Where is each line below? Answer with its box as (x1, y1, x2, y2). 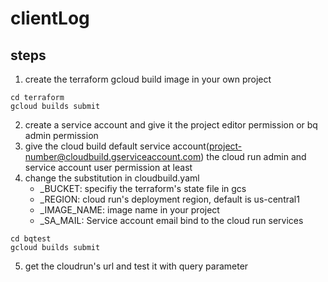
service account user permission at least (24, 162, 193, 173)
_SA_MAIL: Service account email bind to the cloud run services (39, 215, 304, 226)
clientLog (10, 7, 90, 30)
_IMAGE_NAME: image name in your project (39, 204, 220, 216)
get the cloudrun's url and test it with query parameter (24, 260, 249, 272)
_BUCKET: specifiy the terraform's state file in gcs (39, 183, 247, 194)
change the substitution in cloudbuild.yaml (24, 172, 200, 184)
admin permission (24, 130, 99, 141)
